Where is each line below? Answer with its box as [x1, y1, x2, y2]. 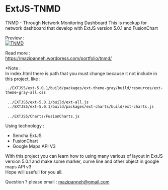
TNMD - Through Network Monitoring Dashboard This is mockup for [5, 20, 147, 26]
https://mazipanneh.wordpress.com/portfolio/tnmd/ [5, 55, 112, 61]
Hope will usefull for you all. [5, 169, 63, 175]
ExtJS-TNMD [5, 3, 61, 15]
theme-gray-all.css [5, 90, 46, 95]
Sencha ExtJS [12, 132, 42, 139]
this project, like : [5, 76, 41, 82]
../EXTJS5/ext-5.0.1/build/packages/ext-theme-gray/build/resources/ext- [5, 85, 163, 91]
